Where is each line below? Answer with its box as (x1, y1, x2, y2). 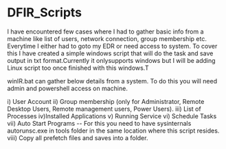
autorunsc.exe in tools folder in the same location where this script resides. (7, 126, 220, 135)
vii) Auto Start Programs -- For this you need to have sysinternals (7, 119, 192, 127)
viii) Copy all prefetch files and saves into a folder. (7, 133, 148, 141)
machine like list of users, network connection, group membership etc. (7, 34, 207, 42)
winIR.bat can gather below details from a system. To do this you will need (7, 77, 218, 85)
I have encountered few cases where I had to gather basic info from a (7, 27, 204, 36)
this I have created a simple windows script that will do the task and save (7, 49, 214, 57)
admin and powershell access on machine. (7, 84, 128, 92)
